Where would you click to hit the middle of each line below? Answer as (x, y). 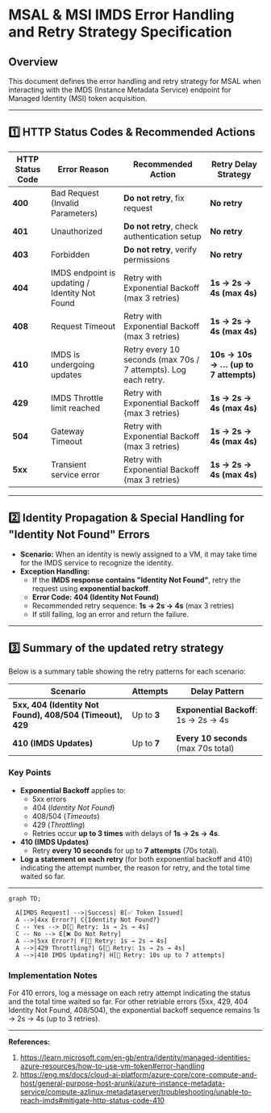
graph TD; (25, 898)
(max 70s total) (205, 749)
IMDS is (66, 355)
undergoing (73, 364)
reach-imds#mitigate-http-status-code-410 (92, 1101)
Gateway (68, 431)
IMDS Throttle (77, 397)
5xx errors (49, 799)
